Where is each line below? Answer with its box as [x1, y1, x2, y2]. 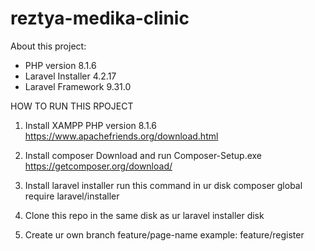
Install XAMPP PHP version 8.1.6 [24, 119, 157, 131]
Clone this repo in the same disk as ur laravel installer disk [24, 209, 265, 221]
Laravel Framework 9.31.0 [24, 80, 132, 92]
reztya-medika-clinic [10, 7, 190, 30]
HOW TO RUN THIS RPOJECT [10, 100, 134, 112]
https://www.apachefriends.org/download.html [24, 130, 219, 142]
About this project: [10, 40, 87, 52]
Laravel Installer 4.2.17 [24, 70, 117, 82]
